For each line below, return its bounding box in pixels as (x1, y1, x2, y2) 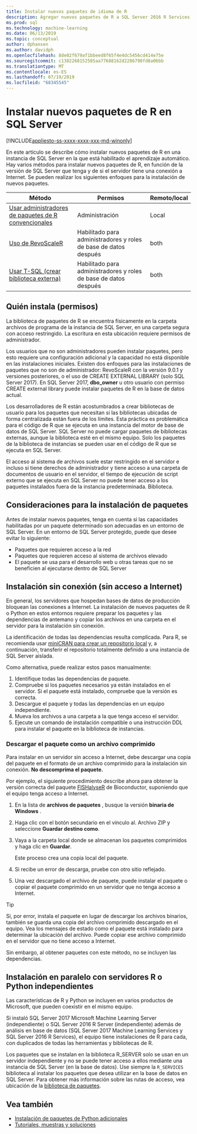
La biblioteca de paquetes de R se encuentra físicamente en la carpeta (6, 317, 177, 324)
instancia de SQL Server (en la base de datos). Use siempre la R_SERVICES (6, 1063, 184, 1070)
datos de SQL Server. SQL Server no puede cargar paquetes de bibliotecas (6, 427, 188, 435)
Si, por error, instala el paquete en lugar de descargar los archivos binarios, (6, 912, 188, 919)
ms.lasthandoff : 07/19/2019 (6, 74, 75, 80)
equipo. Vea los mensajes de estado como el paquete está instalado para (6, 925, 183, 932)
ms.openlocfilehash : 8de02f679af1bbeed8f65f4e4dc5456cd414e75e (6, 52, 164, 58)
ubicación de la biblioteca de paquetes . (6, 1082, 101, 1089)
